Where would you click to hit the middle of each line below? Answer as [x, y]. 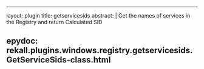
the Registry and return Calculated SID [54, 22]
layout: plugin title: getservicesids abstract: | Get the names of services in [98, 15]
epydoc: [22, 41]
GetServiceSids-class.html [59, 60]
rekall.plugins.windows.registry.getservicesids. [100, 51]
